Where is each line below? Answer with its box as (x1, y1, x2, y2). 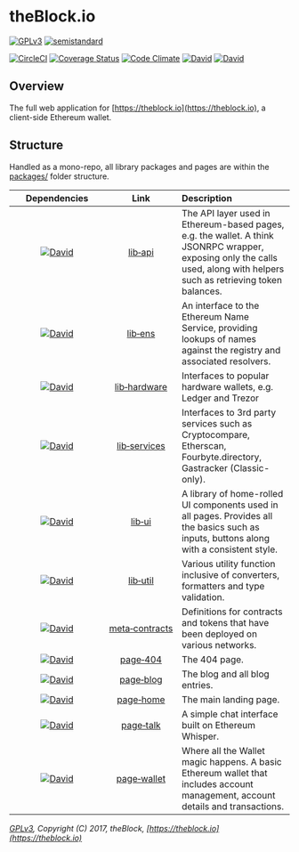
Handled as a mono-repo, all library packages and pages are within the (9, 161, 270, 172)
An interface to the (181, 299, 260, 312)
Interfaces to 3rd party (181, 406, 277, 418)
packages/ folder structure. (9, 171, 109, 182)
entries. (181, 678, 214, 691)
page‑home (117, 693, 166, 705)
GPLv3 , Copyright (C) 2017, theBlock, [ (9, 823, 149, 833)
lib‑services (117, 439, 166, 451)
